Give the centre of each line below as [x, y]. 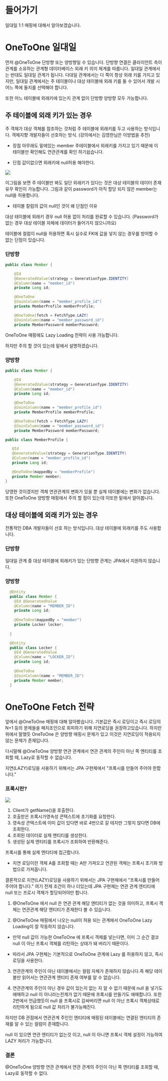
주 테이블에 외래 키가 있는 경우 [49, 115]
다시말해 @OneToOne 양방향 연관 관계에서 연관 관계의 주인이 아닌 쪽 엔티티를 [81, 751]
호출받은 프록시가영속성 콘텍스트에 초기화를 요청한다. [64, 816]
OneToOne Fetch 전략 [50, 707]
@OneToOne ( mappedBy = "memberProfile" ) [53, 472]
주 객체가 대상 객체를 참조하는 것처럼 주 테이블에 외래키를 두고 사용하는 [74, 128]
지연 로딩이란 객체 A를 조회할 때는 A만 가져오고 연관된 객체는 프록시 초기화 [85, 863]
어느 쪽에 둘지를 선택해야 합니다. [37, 87]
